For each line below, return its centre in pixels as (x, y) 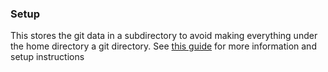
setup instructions (47, 57)
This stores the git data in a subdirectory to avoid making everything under (164, 36)
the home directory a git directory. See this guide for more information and (163, 46)
